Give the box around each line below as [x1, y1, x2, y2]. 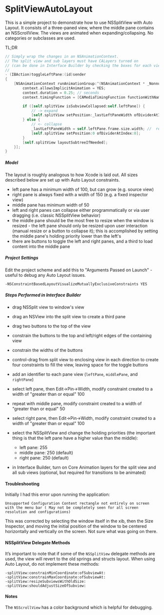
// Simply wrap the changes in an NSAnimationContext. [5, 54, 119, 59]
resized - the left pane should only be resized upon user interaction [12, 223, 148, 229]
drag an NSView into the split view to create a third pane [12, 314, 126, 320]
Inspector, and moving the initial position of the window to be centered [5, 523, 147, 529]
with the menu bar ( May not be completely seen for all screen [5, 505, 139, 511]
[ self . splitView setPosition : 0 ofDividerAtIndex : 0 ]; [31, 131, 141, 136]
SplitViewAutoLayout [5, 3, 93, 15]
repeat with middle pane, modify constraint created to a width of [12, 401, 142, 407]
